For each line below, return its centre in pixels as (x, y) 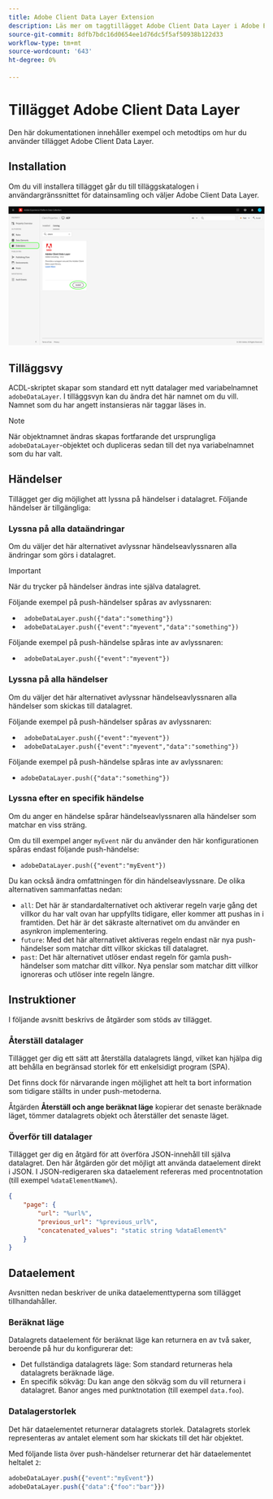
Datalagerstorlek (43, 1411)
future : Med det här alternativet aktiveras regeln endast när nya (127, 939)
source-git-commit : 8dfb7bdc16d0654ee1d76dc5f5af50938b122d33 (116, 34)
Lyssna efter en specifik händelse (76, 799)
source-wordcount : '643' (50, 52)
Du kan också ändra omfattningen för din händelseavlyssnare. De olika (127, 880)
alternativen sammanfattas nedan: (65, 889)
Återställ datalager (46, 1040)
